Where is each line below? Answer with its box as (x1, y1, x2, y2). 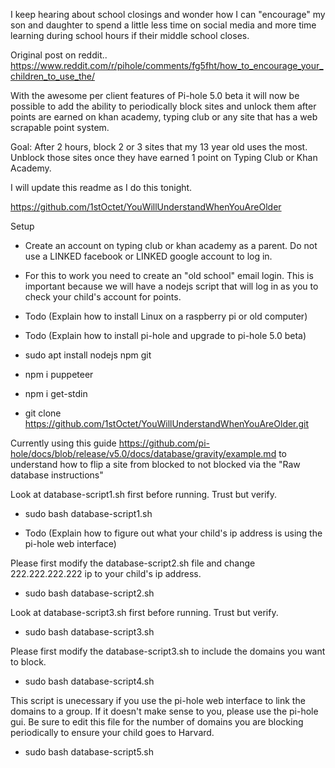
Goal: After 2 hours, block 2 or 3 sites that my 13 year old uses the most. (10, 141, 308, 153)
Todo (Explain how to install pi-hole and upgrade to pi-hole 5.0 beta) (24, 330, 307, 341)
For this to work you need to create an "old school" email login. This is (24, 270, 314, 281)
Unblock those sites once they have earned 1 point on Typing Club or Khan (10, 152, 318, 163)
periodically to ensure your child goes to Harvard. (10, 727, 215, 738)
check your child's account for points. (24, 291, 182, 303)
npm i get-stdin (24, 388, 88, 399)
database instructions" (10, 469, 104, 481)
